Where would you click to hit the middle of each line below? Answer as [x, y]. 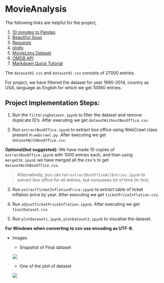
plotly [18, 48]
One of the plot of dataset [46, 266]
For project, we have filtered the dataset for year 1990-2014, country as [77, 82]
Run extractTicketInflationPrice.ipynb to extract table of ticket [78, 189]
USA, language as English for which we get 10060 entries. [64, 87]
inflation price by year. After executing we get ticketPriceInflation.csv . [86, 194]
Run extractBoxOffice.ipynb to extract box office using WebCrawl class [85, 129]
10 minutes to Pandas [34, 32]
